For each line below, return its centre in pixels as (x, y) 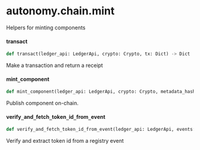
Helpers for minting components (46, 27)
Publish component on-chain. (42, 103)
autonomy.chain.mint (60, 11)
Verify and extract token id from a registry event (65, 141)
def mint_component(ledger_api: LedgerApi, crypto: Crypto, (82, 92)
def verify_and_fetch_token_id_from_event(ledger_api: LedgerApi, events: (101, 130)
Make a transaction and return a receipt (54, 65)
